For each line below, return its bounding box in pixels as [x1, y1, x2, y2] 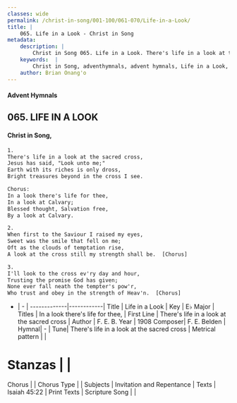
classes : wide [7, 10, 49, 18]
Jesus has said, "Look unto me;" [7, 160, 106, 167]
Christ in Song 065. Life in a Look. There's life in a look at [32, 50, 226, 57]
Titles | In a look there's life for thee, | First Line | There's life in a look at [17, 310, 226, 318]
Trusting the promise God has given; [7, 276, 119, 284]
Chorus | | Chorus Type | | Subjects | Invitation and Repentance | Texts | [7, 380, 217, 389]
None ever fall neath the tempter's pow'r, [7, 283, 138, 290]
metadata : [7, 37, 37, 44]
